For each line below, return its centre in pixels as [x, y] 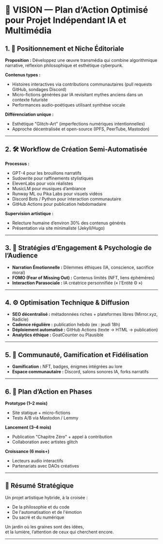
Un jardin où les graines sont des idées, [44, 526]
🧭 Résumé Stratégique [39, 486]
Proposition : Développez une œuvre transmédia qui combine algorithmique [81, 60]
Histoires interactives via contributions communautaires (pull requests [82, 84]
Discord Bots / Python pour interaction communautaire [66, 199]
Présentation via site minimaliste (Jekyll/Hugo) [58, 228]
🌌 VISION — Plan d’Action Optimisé [77, 10]
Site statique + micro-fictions [41, 413]
